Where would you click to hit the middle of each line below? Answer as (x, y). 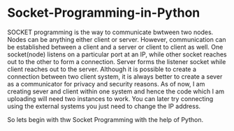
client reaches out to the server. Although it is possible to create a (102, 69)
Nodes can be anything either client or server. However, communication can (117, 39)
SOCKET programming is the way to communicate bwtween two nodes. (110, 32)
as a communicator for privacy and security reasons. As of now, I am (106, 84)
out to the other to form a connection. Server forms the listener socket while (117, 61)
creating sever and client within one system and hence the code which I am (116, 91)
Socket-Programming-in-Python (104, 13)
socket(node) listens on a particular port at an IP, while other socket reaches (117, 54)
